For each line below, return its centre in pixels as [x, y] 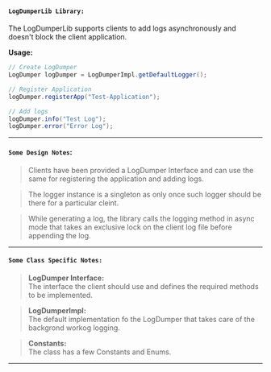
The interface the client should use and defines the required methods [144, 286]
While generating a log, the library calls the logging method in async [142, 218]
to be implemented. [60, 295]
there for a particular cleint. [73, 203]
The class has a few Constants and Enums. [100, 352]
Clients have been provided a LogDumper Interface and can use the [141, 170]
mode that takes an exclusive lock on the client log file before [130, 227]
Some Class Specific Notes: [56, 261]
